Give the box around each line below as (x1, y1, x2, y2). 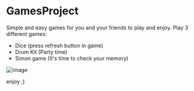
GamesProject (6, 4, 79, 18)
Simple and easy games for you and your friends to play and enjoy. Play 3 (6, 24, 189, 31)
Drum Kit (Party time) (14, 48, 68, 55)
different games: (6, 30, 47, 37)
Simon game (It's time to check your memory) (14, 54, 129, 62)
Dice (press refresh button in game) (14, 42, 104, 49)
